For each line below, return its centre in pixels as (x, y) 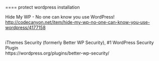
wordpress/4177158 (26, 27)
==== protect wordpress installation (43, 7)
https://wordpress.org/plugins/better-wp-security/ (57, 53)
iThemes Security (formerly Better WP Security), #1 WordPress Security (80, 42)
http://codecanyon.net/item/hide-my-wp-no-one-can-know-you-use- (77, 22)
